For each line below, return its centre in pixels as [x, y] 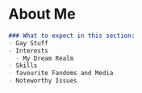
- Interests [28, 51]
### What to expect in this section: [72, 36]
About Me [42, 14]
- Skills [23, 66]
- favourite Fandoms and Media [61, 74]
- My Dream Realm [45, 58]
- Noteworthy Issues [43, 81]
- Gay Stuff [28, 43]
